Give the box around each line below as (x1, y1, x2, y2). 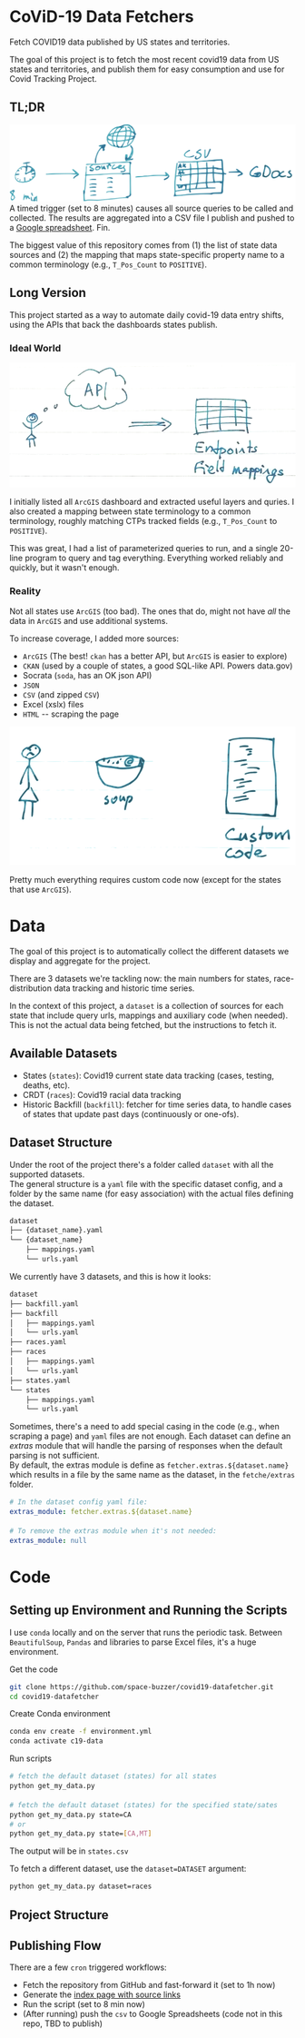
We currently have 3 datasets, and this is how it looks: (9, 1271, 212, 1281)
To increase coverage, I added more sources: (9, 633, 180, 644)
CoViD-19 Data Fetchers (9, 6, 194, 27)
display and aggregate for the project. (9, 955, 152, 966)
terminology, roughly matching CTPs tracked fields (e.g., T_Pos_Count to (9, 516, 278, 527)
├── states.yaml (9, 1376, 71, 1385)
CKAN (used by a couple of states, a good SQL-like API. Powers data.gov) (22, 660, 293, 671)
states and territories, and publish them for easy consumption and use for (9, 64, 285, 74)
